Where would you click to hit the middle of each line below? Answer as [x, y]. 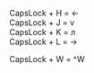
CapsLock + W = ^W [47, 59]
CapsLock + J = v [42, 23]
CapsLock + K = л [43, 32]
